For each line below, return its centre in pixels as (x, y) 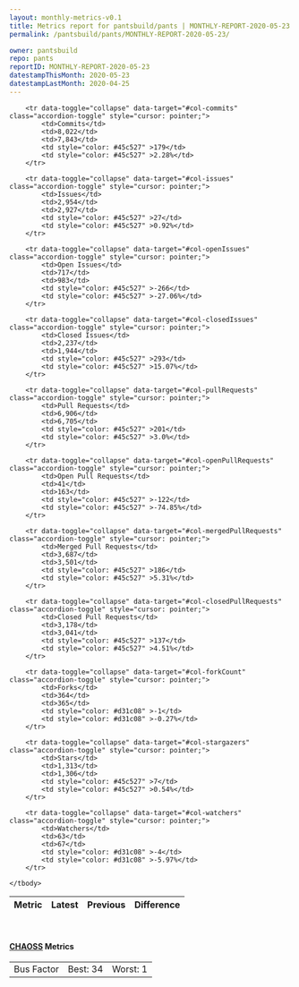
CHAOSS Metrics (42, 947)
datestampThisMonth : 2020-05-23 (69, 76)
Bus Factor (37, 969)
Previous (107, 905)
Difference (157, 905)
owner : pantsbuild (43, 50)
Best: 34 (85, 969)
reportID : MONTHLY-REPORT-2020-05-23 (80, 67)
